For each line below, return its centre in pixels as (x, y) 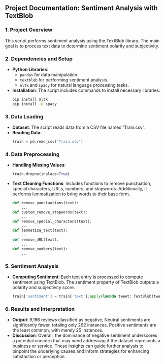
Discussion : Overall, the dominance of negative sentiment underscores (85, 335)
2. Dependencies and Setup (39, 59)
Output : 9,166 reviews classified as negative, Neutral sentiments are (81, 320)
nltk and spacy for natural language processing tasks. (74, 85)
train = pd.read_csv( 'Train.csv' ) (48, 142)
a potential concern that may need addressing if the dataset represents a (86, 341)
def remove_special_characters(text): (52, 221)
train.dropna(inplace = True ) (41, 174)
